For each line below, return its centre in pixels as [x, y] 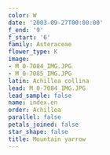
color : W [22, 15]
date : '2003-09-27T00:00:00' [56, 23]
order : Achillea [35, 110]
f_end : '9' [26, 30]
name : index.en [33, 103]
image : [19, 59]
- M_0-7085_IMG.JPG [40, 74]
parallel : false [35, 117]
